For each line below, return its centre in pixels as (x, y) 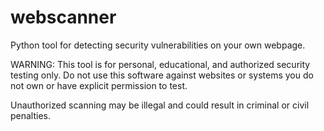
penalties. (31, 115)
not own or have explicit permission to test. (99, 85)
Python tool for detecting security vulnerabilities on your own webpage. (158, 45)
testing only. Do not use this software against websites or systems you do (162, 75)
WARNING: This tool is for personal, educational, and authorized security (160, 64)
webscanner (63, 17)
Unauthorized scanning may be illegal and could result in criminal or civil (160, 105)
